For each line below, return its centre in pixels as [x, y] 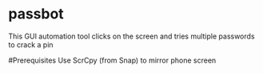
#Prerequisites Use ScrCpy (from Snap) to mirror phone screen [112, 60]
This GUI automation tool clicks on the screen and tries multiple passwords [131, 36]
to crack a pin [31, 44]
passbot [36, 14]
